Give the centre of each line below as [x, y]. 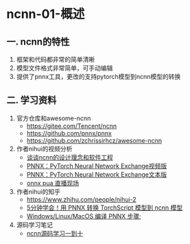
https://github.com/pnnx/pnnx [69, 133]
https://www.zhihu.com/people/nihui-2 [81, 199]
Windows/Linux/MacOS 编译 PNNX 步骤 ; [84, 216]
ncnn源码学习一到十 [55, 233]
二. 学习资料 [32, 100]
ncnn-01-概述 [46, 14]
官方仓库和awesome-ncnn [54, 118]
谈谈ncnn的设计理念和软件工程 [70, 157]
